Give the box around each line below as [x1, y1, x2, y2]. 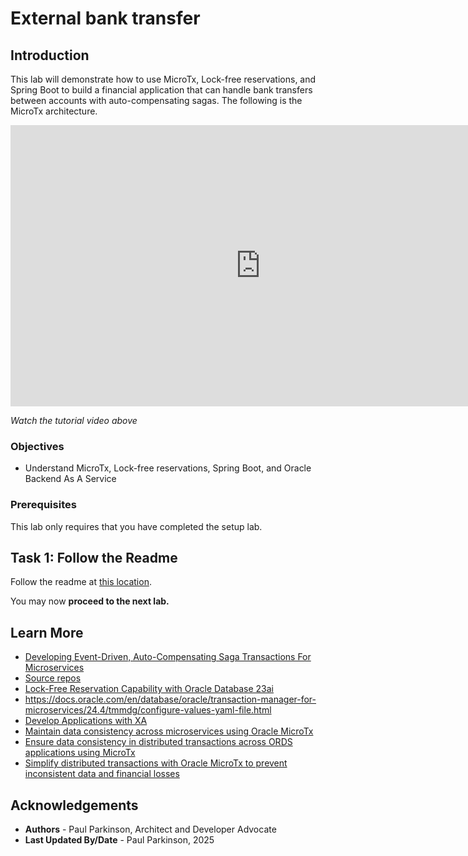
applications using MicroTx [24, 747, 136, 759]
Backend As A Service [24, 473, 117, 485]
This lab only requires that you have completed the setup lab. [10, 520, 263, 532]
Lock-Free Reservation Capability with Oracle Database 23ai [24, 683, 274, 695]
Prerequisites [10, 498, 77, 512]
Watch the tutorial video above [10, 415, 138, 426]
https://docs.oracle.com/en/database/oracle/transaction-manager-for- [24, 693, 317, 706]
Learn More [10, 624, 84, 641]
